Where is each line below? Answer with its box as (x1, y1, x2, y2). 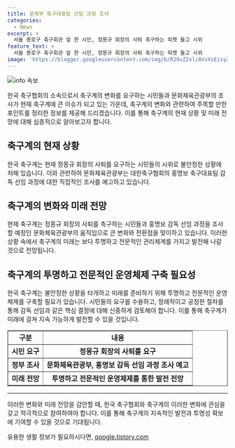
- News (13, 23, 33, 30)
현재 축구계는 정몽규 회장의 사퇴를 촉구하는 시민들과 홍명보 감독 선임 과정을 (7, 220, 211, 228)
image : (7, 56, 27, 63)
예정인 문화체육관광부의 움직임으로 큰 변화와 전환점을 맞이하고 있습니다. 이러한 (14, 229, 228, 237)
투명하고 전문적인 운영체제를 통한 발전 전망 (51, 374, 184, 383)
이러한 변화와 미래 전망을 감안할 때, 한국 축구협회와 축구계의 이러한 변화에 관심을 (7, 400, 226, 409)
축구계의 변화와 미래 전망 (7, 199, 107, 211)
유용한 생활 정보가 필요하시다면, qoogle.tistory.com (7, 433, 149, 441)
